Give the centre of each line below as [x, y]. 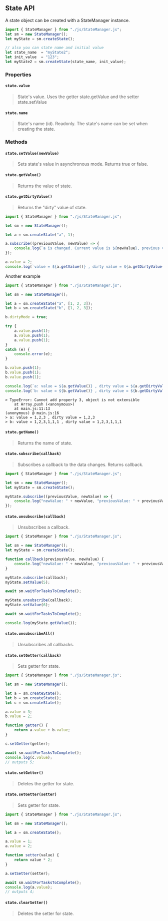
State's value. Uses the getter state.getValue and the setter [78, 97]
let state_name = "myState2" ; [38, 53]
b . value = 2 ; [19, 716]
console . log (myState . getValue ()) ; [41, 623]
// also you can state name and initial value [54, 48]
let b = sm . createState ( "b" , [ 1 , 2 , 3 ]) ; [49, 308]
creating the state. [36, 129]
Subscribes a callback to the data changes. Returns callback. [80, 465]
